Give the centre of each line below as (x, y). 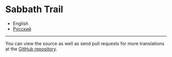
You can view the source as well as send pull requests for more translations (85, 43)
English (20, 23)
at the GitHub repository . (31, 49)
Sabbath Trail (34, 9)
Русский (22, 28)
